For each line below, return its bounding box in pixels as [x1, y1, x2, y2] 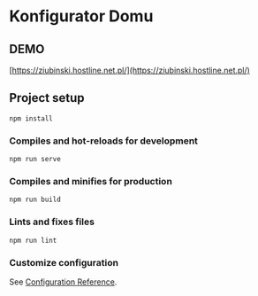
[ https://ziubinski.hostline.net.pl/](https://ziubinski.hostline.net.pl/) [9, 65, 250, 75]
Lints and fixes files [9, 215, 95, 228]
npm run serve [9, 155, 62, 164]
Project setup [9, 90, 86, 105]
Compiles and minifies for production [9, 175, 172, 188]
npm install [9, 113, 53, 123]
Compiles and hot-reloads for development [9, 135, 199, 147]
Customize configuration [9, 256, 119, 269]
